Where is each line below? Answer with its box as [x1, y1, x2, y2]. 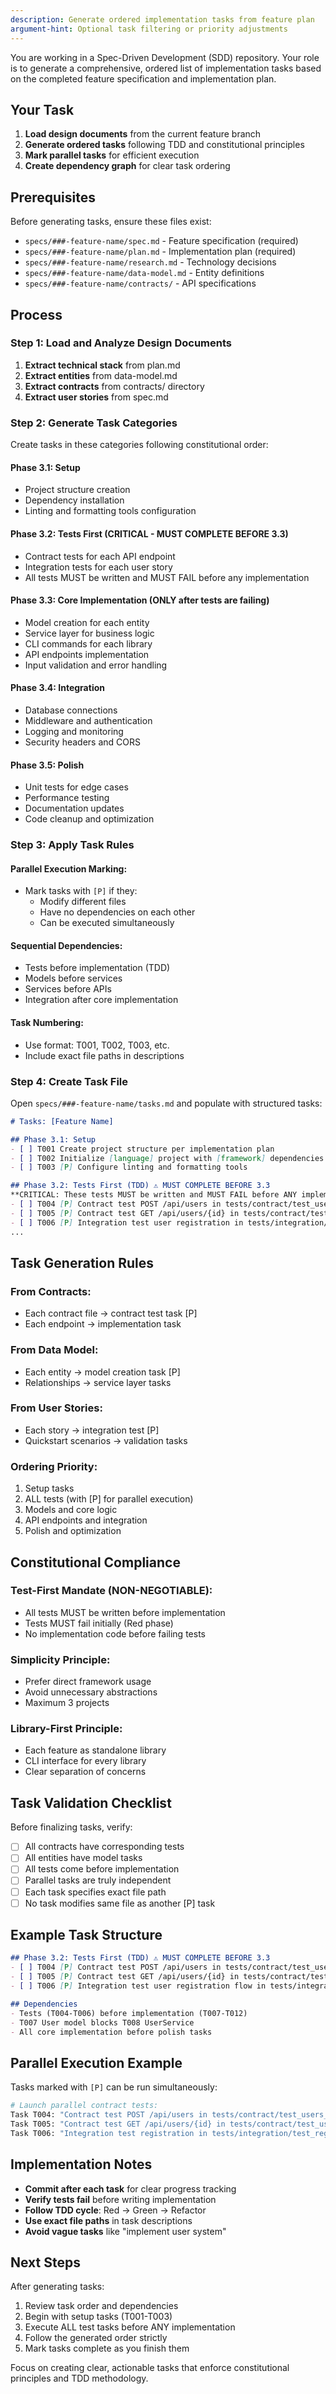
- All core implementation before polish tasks [10, 2027, 213, 2037]
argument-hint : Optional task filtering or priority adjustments [10, 24, 288, 34]
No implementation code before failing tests [24, 1627, 206, 1640]
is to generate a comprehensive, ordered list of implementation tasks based [10, 62, 322, 74]
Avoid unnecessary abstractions [24, 1686, 158, 1698]
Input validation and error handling [24, 659, 168, 671]
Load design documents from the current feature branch [24, 128, 262, 140]
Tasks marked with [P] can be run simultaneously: [10, 2081, 218, 2093]
